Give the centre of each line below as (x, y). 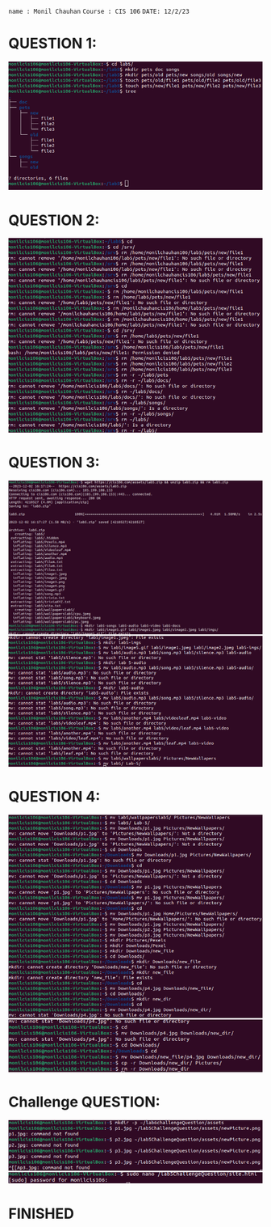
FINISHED (41, 1214)
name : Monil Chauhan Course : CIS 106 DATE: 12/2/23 (99, 11)
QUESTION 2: (54, 220)
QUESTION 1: (52, 44)
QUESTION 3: (54, 462)
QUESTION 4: (54, 797)
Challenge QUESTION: (84, 1102)
